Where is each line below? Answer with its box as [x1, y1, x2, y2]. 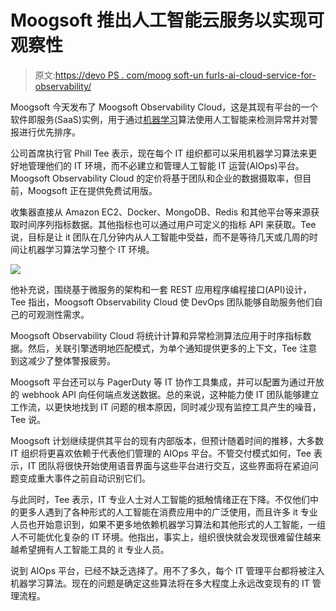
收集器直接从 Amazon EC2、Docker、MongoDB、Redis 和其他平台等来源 [10, 206, 312, 218]
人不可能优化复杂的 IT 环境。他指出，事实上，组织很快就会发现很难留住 [10, 531, 304, 543]
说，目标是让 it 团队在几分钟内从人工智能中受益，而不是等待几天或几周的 [10, 231, 310, 243]
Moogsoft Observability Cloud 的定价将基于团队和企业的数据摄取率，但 [10, 172, 303, 184]
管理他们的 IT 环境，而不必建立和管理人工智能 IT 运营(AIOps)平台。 [27, 159, 305, 171]
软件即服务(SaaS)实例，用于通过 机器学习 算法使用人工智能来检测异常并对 [10, 113, 310, 125]
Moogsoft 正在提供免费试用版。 [27, 184, 158, 196]
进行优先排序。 [18, 126, 81, 138]
